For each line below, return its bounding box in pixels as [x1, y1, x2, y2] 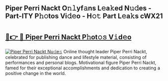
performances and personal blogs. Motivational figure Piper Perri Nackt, [5, 60, 157, 65]
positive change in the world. [5, 70, 66, 76]
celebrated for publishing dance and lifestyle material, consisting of [5, 54, 147, 60]
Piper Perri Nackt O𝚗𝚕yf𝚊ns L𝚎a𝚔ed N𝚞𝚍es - [5, 4, 152, 13]
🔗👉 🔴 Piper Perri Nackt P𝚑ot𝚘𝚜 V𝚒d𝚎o [5, 33, 132, 41]
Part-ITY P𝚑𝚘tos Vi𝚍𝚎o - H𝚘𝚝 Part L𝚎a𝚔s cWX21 [5, 12, 163, 21]
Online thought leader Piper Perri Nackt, [63, 49, 148, 54]
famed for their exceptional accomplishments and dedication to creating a [5, 65, 160, 71]
